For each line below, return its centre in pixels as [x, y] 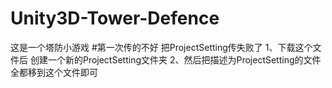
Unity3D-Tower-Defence [115, 18]
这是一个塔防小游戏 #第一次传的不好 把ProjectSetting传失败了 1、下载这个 [161, 47]
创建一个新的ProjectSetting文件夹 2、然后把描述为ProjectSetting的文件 [175, 59]
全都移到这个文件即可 [54, 72]
